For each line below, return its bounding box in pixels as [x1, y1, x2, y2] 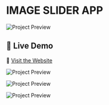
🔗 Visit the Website [6, 56, 52, 64]
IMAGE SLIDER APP [6, 4, 103, 17]
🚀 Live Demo [6, 41, 54, 51]
